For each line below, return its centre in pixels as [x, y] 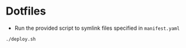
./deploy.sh [21, 39]
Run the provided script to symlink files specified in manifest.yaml [97, 28]
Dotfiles [26, 11]
